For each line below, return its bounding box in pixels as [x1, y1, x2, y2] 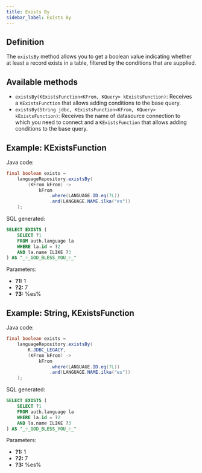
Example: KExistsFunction [6, 143, 107, 153]
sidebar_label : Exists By [6, 15, 71, 21]
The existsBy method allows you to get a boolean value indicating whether [6, 53, 192, 60]
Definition [6, 37, 44, 47]
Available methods [6, 77, 78, 87]
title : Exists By [6, 8, 50, 15]
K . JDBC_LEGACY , [28, 347, 66, 353]
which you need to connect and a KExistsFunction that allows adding [14, 119, 187, 126]
